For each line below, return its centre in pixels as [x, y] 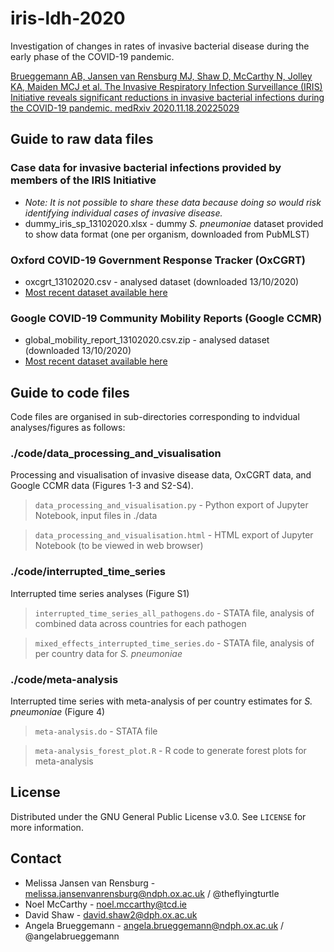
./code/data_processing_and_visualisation [116, 453]
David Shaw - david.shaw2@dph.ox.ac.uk [111, 914]
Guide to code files [70, 392]
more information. [47, 827]
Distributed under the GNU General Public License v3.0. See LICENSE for [158, 816]
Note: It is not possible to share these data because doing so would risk [173, 202]
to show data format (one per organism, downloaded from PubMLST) [167, 234]
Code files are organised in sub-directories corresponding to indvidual [155, 417]
